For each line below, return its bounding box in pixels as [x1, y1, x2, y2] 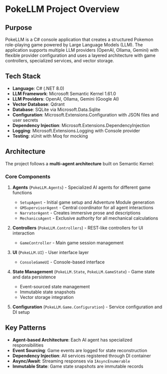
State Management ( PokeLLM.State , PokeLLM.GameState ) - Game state [12, 268, 155, 274]
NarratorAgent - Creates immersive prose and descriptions [19, 210, 141, 216]
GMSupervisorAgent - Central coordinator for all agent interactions [19, 204, 154, 210]
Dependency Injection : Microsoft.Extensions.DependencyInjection [12, 122, 150, 128]
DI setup [12, 309, 30, 315]
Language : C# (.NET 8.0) [12, 85, 65, 91]
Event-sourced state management [19, 283, 90, 289]
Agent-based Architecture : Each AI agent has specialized [12, 337, 133, 343]
